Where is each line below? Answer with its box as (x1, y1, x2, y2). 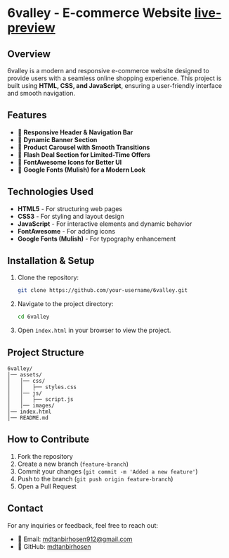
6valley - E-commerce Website (7, 5, 192, 21)
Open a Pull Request (17, 482, 77, 490)
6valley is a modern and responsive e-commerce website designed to (7, 67, 209, 75)
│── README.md (7, 414, 49, 421)
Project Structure (7, 346, 84, 358)
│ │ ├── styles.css (7, 383, 77, 391)
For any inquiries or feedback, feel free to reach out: (7, 521, 159, 529)
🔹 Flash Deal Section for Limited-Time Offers (17, 150, 151, 159)
